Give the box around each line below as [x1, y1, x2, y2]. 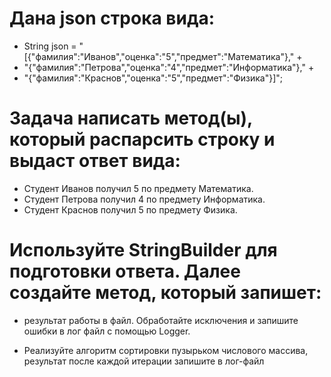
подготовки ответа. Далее [9, 260, 241, 283]
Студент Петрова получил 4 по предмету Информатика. [23, 193, 266, 205]
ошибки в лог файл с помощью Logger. [23, 325, 191, 337]
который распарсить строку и [9, 128, 276, 151]
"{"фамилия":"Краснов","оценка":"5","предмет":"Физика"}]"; [23, 72, 284, 84]
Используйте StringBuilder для [9, 239, 278, 262]
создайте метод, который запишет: [9, 282, 322, 304]
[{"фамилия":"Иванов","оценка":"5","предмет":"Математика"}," [23, 50, 295, 62]
